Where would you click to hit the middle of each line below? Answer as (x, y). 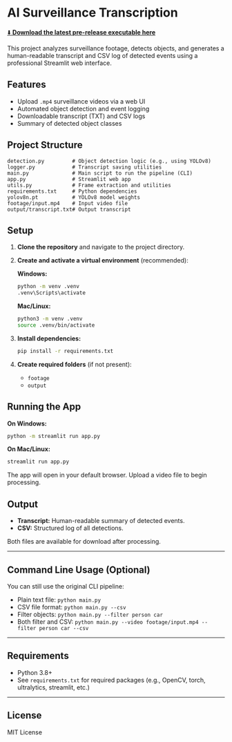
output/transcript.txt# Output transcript (69, 209)
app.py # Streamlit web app (69, 179)
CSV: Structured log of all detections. (70, 528)
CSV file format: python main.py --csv (71, 607)
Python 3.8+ (35, 672)
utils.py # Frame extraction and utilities (89, 185)
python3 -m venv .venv (50, 319)
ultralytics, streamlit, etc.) (53, 687)
